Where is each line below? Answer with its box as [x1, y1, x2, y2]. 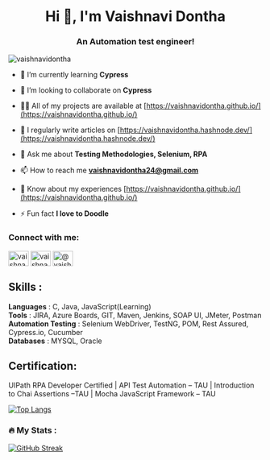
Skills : [8, 280, 43, 294]
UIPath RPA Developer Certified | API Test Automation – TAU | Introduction [8, 380, 255, 390]
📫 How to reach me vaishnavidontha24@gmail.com [19, 165, 199, 176]
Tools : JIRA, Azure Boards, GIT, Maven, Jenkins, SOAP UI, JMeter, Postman [8, 310, 262, 320]
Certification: [8, 358, 77, 373]
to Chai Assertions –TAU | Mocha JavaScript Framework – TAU [8, 389, 216, 399]
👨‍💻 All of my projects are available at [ [19, 101, 147, 111]
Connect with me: [8, 232, 80, 243]
